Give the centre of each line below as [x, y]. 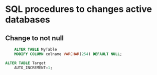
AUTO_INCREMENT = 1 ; [33, 68]
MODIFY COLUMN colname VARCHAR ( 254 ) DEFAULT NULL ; [68, 54]
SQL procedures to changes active [78, 9]
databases [28, 20]
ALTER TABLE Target [26, 63]
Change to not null [35, 38]
